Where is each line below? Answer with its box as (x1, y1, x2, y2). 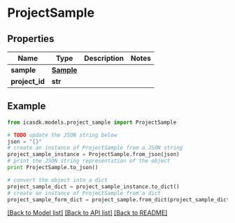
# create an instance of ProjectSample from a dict (7, 189, 161, 196)
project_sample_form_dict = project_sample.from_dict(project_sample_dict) (7, 196, 233, 203)
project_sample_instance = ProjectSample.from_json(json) (7, 151, 180, 158)
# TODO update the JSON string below (7, 131, 117, 138)
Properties (7, 33, 55, 45)
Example (7, 100, 46, 113)
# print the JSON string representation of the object (7, 157, 171, 165)
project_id (10, 77, 45, 86)
